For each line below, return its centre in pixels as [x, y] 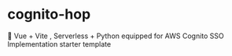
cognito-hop [49, 14]
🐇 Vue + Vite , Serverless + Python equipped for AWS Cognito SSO [116, 36]
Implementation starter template [59, 44]
